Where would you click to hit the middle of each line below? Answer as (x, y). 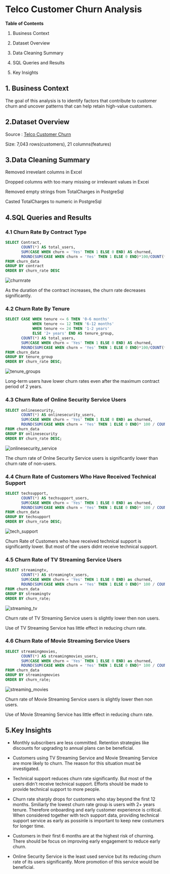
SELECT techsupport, (27, 493)
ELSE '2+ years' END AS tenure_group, (73, 334)
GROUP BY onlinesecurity (31, 434)
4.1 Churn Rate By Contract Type (46, 232)
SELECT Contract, (24, 243)
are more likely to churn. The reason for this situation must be (77, 763)
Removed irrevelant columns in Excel (44, 172)
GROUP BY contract (25, 266)
